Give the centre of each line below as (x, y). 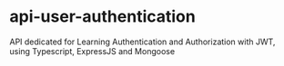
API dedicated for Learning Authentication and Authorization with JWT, (142, 42)
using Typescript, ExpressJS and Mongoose (92, 51)
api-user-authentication (102, 17)
